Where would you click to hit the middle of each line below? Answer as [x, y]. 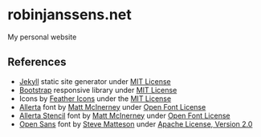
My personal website [42, 37]
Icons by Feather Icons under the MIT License [95, 99]
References [37, 62]
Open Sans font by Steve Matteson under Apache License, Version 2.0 [136, 124]
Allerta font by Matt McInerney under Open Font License [112, 107]
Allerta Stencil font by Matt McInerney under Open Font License [124, 115]
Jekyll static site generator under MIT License [95, 81]
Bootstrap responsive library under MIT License [98, 90]
